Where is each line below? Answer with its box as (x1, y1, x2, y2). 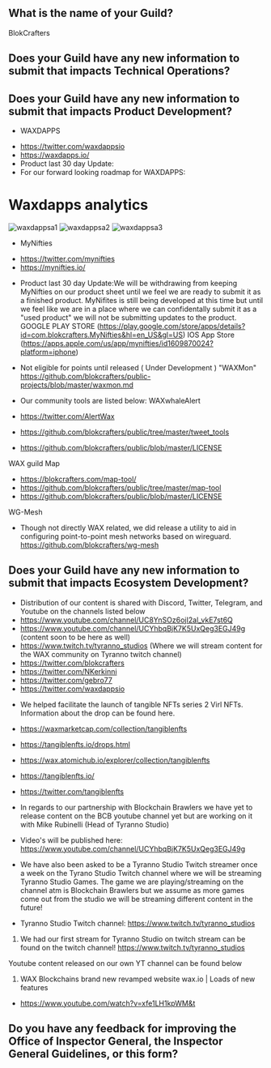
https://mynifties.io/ (19, 263, 86, 272)
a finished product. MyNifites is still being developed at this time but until (19, 295, 264, 305)
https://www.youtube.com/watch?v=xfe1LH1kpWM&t (19, 998, 196, 1008)
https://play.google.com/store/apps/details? (100, 321, 246, 331)
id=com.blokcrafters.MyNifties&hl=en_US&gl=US (19, 330, 184, 340)
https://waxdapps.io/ (19, 150, 90, 160)
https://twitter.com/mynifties (19, 254, 116, 263)
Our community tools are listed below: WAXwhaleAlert (19, 395, 201, 405)
